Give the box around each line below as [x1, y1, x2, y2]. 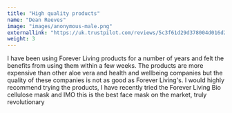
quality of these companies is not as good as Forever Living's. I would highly [7, 76, 225, 84]
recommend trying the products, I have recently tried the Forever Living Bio [7, 84, 221, 92]
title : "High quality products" [7, 10, 100, 17]
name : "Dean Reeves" [7, 16, 67, 23]
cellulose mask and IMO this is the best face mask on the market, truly [7, 90, 207, 99]
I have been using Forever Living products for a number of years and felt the [7, 54, 224, 62]
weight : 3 [7, 36, 36, 42]
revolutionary [7, 98, 45, 106]
